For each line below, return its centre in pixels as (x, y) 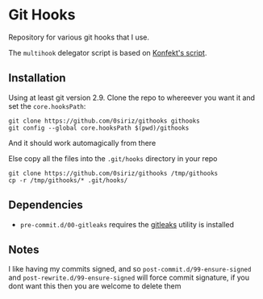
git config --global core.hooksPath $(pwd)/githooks (99, 128)
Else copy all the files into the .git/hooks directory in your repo (113, 158)
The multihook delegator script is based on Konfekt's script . (108, 52)
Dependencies (46, 205)
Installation (37, 78)
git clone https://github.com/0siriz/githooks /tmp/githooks (113, 173)
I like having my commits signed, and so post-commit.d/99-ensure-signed (130, 269)
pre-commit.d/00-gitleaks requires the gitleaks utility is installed (127, 224)
